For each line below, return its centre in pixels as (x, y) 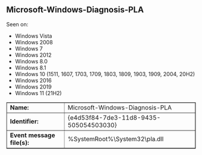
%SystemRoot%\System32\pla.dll (116, 139)
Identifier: (24, 121)
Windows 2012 (33, 55)
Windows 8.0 (31, 61)
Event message (32, 135)
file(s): (20, 142)
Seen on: (17, 24)
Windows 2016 (33, 80)
